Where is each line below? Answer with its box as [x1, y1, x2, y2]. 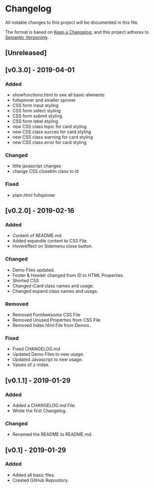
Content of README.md [12, 233, 62, 239]
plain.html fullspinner [12, 192, 56, 198]
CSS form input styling [12, 102, 59, 108]
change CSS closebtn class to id [12, 168, 79, 174]
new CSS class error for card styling [12, 140, 87, 146]
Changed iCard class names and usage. [12, 283, 94, 289]
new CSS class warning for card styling [12, 134, 93, 140]
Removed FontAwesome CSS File [12, 312, 80, 318]
